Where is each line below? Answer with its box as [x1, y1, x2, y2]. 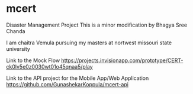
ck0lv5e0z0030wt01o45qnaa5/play [6, 63, 93, 70]
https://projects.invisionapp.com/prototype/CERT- [61, 57, 184, 64]
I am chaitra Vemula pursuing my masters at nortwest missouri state [6, 39, 172, 46]
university [6, 45, 31, 52]
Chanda [6, 27, 25, 34]
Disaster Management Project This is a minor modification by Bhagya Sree [6, 21, 188, 28]
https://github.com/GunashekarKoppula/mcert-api [6, 80, 129, 87]
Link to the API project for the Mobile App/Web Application [6, 74, 149, 82]
